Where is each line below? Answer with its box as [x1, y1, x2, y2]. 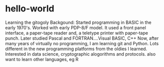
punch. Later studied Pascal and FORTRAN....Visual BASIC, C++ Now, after [5, 35, 159, 41]
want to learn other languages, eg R [5, 56, 79, 62]
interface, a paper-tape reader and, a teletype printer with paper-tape [5, 30, 149, 36]
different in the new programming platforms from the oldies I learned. [5, 46, 148, 52]
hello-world [5, 3, 55, 14]
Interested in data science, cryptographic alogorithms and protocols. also [5, 51, 156, 57]
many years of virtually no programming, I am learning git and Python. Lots [5, 40, 159, 46]
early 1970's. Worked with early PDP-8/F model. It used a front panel [5, 24, 146, 30]
